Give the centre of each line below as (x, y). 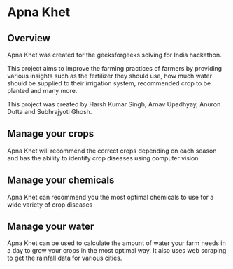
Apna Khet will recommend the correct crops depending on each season (112, 151)
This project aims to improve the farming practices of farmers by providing (115, 68)
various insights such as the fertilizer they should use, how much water (110, 76)
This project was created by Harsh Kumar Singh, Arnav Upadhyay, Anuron (114, 104)
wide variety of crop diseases (50, 205)
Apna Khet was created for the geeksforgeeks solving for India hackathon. (114, 55)
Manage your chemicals (61, 180)
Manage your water (51, 227)
